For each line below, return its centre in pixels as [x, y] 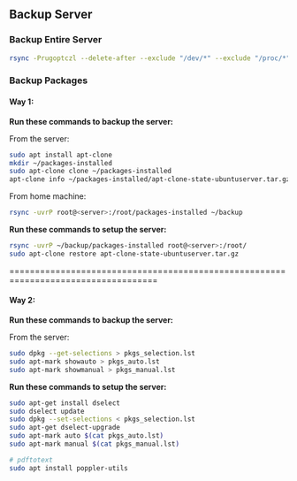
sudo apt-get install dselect [65, 403]
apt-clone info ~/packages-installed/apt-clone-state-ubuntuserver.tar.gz [150, 179]
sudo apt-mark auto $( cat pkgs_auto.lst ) [87, 436]
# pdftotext [31, 460]
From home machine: [48, 196]
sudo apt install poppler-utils [69, 468]
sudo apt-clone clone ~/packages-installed [91, 172]
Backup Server [51, 15]
